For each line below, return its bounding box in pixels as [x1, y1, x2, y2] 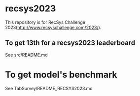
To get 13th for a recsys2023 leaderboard [5, 39, 136, 47]
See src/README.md [5, 52, 48, 58]
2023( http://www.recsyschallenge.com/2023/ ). [5, 24, 102, 30]
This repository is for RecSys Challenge [5, 19, 85, 25]
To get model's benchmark [5, 69, 117, 80]
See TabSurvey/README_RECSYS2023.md [5, 85, 93, 91]
